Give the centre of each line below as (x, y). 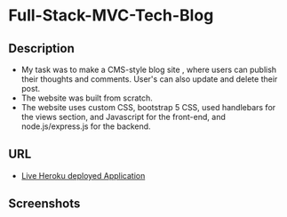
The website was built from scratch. (87, 98)
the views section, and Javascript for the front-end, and (123, 117)
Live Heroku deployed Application (83, 175)
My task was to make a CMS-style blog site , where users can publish (149, 69)
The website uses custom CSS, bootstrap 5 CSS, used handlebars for (148, 107)
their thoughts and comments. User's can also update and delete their (149, 79)
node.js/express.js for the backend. (86, 126)
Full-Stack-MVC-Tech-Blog (111, 16)
